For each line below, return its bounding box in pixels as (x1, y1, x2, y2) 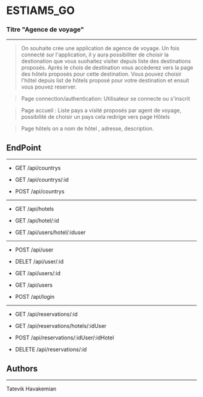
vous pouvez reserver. (21, 83, 77, 91)
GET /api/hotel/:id (14, 217, 59, 224)
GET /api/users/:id (14, 270, 61, 277)
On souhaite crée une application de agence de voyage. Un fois (21, 45, 180, 52)
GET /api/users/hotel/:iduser (14, 229, 86, 236)
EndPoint (6, 142, 41, 153)
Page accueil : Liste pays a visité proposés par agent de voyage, (21, 107, 182, 114)
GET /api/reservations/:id (14, 310, 78, 318)
